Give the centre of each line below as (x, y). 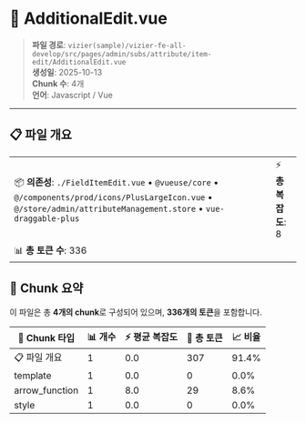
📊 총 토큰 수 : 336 (51, 250)
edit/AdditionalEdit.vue (79, 62)
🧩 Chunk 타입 (46, 338)
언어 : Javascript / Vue (72, 95)
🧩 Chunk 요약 (46, 289)
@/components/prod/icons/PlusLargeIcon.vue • (113, 196)
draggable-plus (47, 218)
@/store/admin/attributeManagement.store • (109, 208)
